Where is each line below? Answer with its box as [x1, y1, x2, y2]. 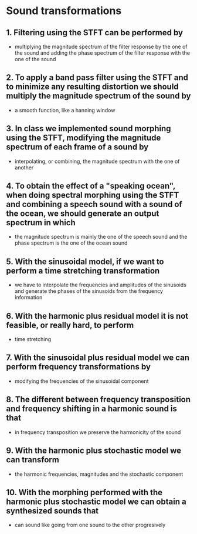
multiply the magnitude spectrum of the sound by [6, 91, 191, 101]
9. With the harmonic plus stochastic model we [6, 446, 182, 456]
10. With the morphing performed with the [6, 487, 163, 498]
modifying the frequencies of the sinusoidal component [14, 378, 149, 385]
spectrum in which [6, 218, 76, 228]
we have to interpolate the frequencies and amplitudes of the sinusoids [14, 281, 186, 289]
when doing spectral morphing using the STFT [6, 190, 179, 201]
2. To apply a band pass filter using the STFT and [6, 72, 189, 83]
